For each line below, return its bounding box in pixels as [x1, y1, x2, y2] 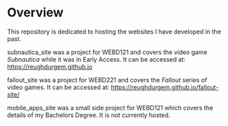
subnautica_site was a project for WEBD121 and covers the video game [7, 48, 207, 56]
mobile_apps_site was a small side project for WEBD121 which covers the [7, 103, 214, 112]
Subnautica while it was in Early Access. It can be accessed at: [7, 55, 186, 63]
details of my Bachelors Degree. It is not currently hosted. [7, 111, 170, 119]
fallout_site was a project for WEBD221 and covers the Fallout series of [7, 75, 207, 84]
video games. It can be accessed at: [7, 83, 110, 91]
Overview [7, 5, 64, 21]
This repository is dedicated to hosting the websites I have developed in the [7, 27, 222, 36]
